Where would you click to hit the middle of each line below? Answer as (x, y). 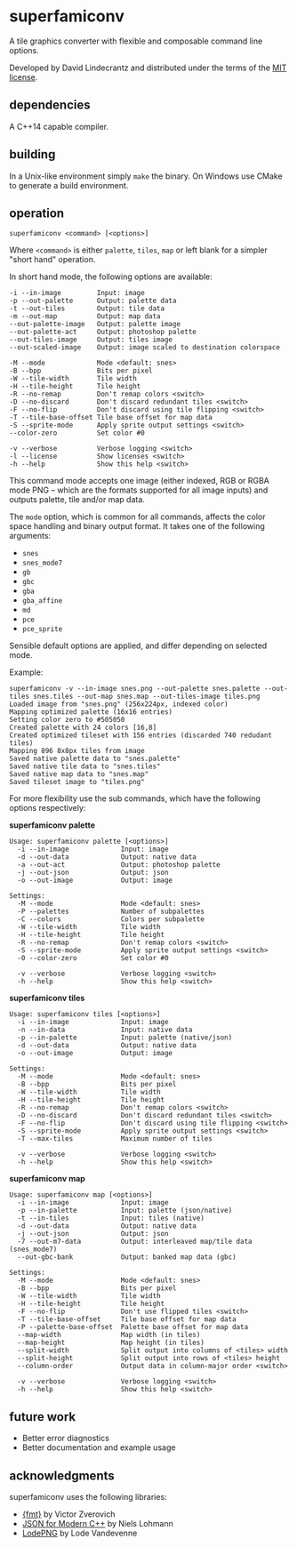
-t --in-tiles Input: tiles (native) (111, 1218)
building (32, 154)
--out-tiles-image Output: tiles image (91, 340)
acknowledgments (62, 1475)
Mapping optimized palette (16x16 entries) (91, 712)
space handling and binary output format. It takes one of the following (137, 526)
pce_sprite (42, 629)
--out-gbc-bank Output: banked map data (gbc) (127, 1257)
